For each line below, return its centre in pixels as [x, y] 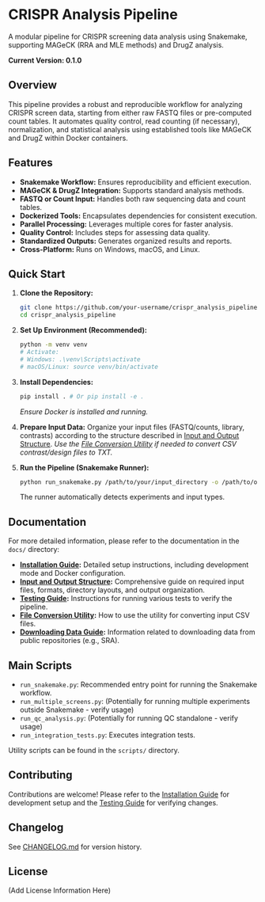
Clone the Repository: [56, 293]
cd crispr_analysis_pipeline [68, 315]
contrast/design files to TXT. [66, 452]
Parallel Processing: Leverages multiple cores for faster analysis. [126, 224]
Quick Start [37, 274]
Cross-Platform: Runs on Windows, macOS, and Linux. [110, 249]
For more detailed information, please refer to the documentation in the [124, 541]
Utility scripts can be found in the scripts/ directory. [94, 750]
